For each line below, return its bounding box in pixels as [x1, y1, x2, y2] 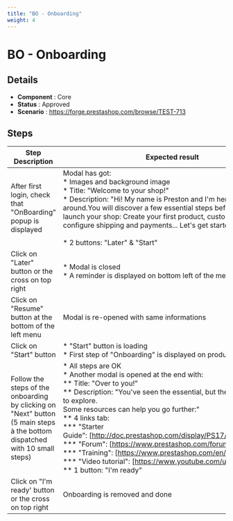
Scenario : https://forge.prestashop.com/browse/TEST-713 [17, 107, 186, 115]
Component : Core [17, 92, 71, 101]
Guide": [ [62, 431, 92, 440]
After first [10, 181, 42, 191]
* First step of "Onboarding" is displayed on [62, 350, 206, 360]
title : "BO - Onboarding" [7, 10, 82, 17]
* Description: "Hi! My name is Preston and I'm [62, 195, 215, 204]
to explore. [62, 396, 98, 406]
